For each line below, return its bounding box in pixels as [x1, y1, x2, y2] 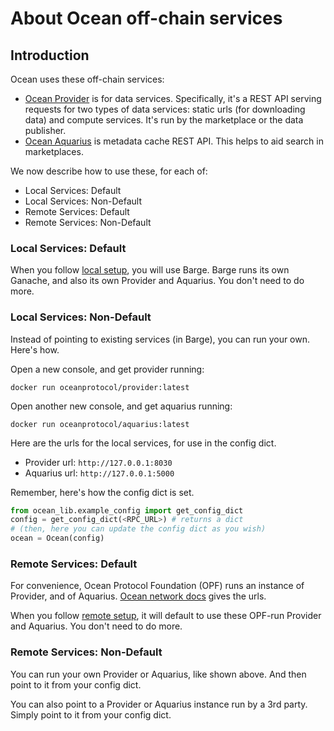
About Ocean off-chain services [10, 7, 283, 30]
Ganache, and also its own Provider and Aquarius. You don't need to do [10, 275, 305, 287]
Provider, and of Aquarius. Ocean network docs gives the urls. [10, 590, 267, 602]
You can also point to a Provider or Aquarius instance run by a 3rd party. [10, 698, 308, 710]
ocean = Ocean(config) [10, 533, 105, 544]
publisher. [24, 125, 67, 136]
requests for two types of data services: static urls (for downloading [24, 103, 306, 115]
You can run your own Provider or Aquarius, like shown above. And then [10, 668, 307, 680]
